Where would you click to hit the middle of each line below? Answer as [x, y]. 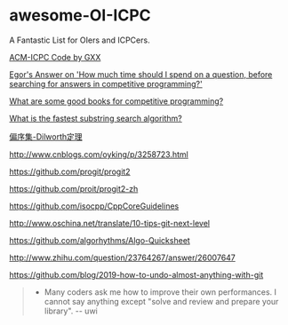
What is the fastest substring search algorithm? [96, 118]
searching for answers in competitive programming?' [106, 83]
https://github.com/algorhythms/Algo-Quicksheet [100, 240]
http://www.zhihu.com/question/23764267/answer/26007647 [122, 258]
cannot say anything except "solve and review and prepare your [161, 301]
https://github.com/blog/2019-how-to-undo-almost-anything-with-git [136, 274]
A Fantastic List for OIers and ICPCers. [80, 40]
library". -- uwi [71, 311]
